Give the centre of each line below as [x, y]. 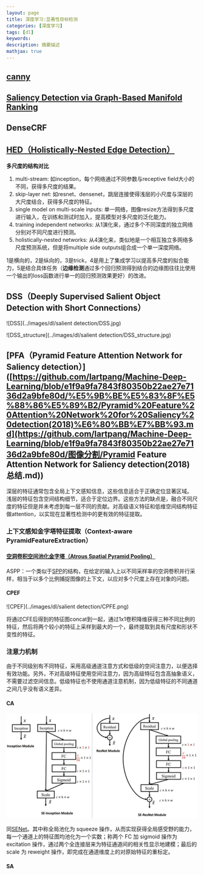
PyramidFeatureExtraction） [49, 540]
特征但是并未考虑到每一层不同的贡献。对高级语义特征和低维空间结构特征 [107, 506]
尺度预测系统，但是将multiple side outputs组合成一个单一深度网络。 [100, 247]
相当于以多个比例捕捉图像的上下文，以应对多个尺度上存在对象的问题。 [104, 578]
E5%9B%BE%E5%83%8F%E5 [135, 396]
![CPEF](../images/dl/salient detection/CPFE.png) [68, 606]
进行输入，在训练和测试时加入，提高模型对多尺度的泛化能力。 [92, 217]
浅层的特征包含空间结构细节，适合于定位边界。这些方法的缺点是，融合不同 [99, 499]
